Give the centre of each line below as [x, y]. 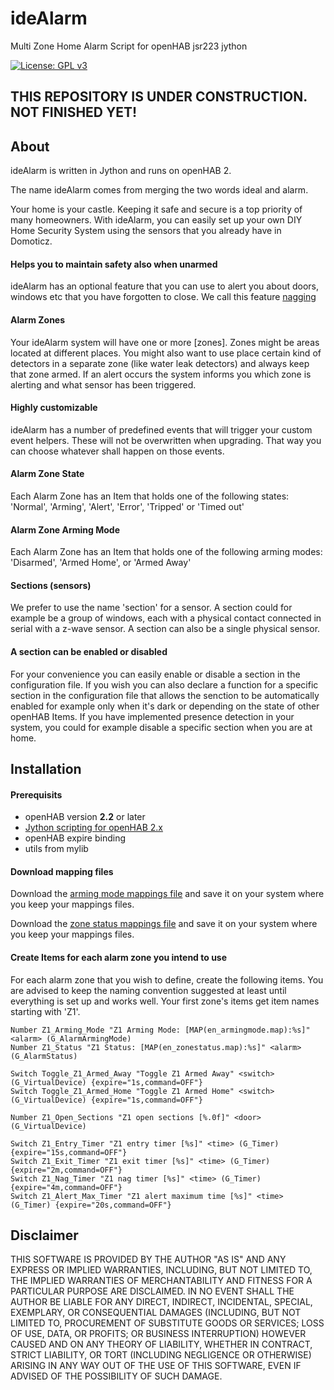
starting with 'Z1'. [45, 1011]
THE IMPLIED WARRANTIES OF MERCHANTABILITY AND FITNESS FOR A [161, 1281]
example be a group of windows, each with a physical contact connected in [166, 618]
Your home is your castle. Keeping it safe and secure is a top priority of [156, 209]
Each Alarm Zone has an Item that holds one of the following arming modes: [166, 552]
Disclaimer [44, 1235]
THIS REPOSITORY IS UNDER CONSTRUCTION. [159, 97]
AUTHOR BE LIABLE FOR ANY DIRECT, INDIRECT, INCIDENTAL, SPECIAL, [161, 1302]
